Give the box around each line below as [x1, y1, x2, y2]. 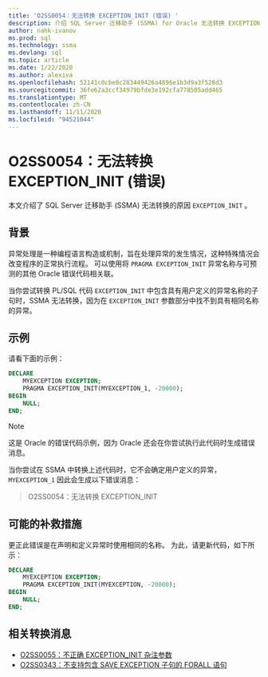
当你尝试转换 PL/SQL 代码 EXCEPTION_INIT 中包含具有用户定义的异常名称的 [8, 285, 252, 295]
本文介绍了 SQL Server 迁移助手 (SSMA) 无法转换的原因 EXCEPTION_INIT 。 [8, 200, 252, 210]
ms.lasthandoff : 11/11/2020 [8, 109, 102, 117]
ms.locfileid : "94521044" [8, 116, 94, 124]
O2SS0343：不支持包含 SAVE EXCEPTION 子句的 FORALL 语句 [19, 659, 227, 669]
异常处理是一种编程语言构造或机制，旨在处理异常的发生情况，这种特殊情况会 [8, 248, 260, 258]
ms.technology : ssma [8, 42, 77, 49]
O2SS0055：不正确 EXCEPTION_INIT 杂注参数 [19, 650, 173, 659]
